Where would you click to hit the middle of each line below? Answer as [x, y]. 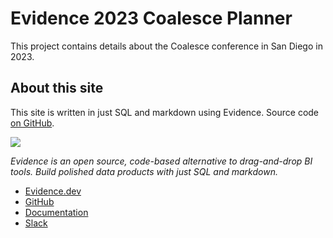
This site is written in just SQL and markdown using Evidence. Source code [165, 112]
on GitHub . [32, 123]
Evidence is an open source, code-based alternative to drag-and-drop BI [161, 161]
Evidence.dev [53, 191]
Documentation [56, 212]
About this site [57, 88]
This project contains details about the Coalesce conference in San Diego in [166, 46]
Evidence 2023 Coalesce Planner [151, 18]
